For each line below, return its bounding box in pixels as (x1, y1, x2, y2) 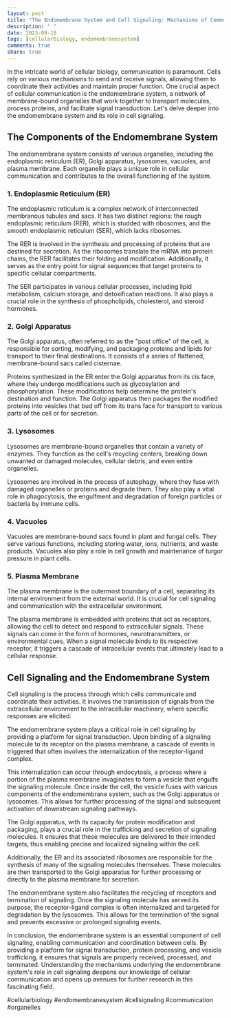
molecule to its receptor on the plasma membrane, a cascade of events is (7, 740, 215, 748)
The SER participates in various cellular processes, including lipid (7, 282, 192, 290)
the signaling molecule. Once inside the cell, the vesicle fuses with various (7, 782, 218, 791)
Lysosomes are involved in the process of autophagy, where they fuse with (7, 477, 220, 486)
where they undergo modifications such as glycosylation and (7, 380, 180, 388)
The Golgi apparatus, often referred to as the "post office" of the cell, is (7, 337, 210, 345)
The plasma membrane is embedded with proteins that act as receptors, (7, 615, 212, 624)
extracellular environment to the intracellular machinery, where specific (7, 704, 209, 713)
